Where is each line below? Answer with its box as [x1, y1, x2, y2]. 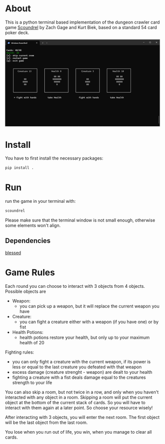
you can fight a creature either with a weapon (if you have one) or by [19, 319, 159, 325]
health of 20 [19, 339, 45, 345]
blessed [5, 250, 21, 255]
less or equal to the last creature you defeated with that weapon [12, 364, 142, 370]
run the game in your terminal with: [5, 198, 76, 204]
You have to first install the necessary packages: [5, 155, 104, 161]
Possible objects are [5, 288, 46, 294]
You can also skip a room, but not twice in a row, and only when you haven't [5, 389, 159, 395]
